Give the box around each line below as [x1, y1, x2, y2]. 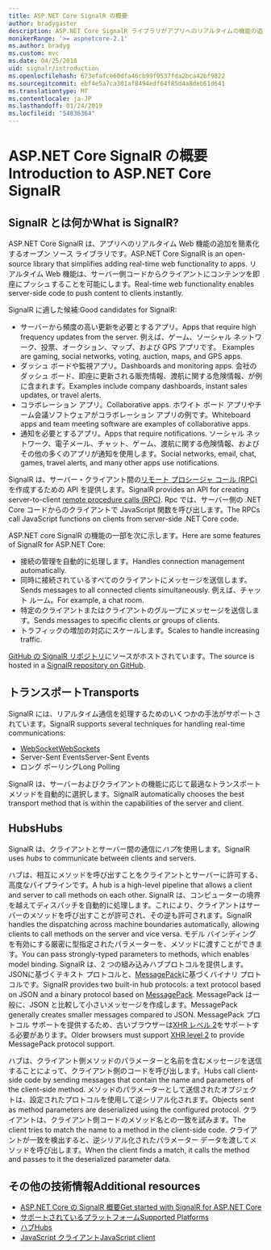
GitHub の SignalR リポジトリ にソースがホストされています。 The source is [8, 651, 255, 661]
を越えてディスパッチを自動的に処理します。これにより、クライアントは [8, 900, 247, 910]
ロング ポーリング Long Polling [19, 761, 121, 772]
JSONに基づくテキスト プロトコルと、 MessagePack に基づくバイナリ [8, 969, 239, 979]
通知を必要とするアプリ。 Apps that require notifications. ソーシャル [19, 429, 244, 438]
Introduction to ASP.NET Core [8, 165, 212, 183]
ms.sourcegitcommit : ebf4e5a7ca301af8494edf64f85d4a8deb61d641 [8, 79, 226, 87]
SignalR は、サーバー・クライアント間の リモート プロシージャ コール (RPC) [8, 474, 258, 484]
